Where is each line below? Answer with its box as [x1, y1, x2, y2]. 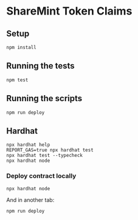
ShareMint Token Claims [6, 4, 133, 18]
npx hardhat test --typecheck [6, 153, 83, 159]
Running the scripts [6, 93, 83, 104]
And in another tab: [6, 196, 55, 204]
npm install [6, 44, 36, 50]
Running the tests [6, 61, 75, 71]
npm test [6, 77, 29, 83]
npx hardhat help [6, 142, 50, 148]
